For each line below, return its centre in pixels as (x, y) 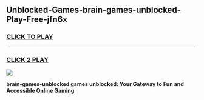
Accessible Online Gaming (40, 90)
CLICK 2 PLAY (27, 59)
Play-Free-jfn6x (37, 20)
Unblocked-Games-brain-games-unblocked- (93, 10)
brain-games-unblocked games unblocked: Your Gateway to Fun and (95, 84)
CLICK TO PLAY (30, 37)
